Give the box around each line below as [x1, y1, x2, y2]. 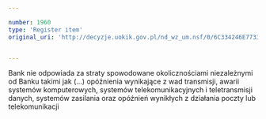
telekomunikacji [8, 102, 59, 111]
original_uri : [8, 33, 55, 41]
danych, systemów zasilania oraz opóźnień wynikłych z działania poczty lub [8, 94, 256, 103]
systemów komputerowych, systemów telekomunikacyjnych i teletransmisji [8, 85, 253, 95]
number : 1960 [8, 18, 51, 26]
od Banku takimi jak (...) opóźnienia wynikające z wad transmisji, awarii [8, 76, 240, 87]
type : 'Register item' [8, 25, 83, 34]
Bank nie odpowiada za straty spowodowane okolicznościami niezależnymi [8, 69, 253, 78]
